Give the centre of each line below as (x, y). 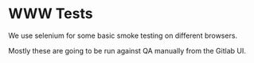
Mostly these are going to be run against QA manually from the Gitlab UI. (127, 50)
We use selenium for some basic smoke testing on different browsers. (123, 35)
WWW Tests (51, 14)
